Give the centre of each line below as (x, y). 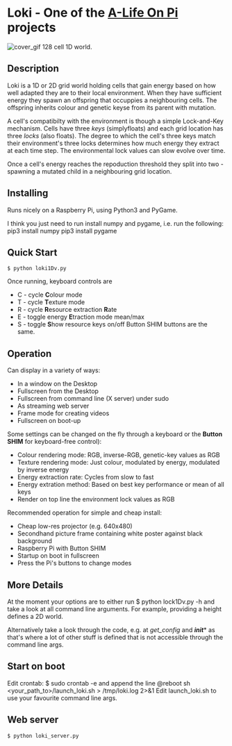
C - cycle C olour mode (50, 295)
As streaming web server (53, 406)
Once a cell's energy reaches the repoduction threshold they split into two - (115, 164)
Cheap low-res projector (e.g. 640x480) (75, 527)
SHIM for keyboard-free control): (55, 442)
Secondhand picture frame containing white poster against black (110, 533)
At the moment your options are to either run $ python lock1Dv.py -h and (111, 602)
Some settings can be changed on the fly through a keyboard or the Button (115, 434)
